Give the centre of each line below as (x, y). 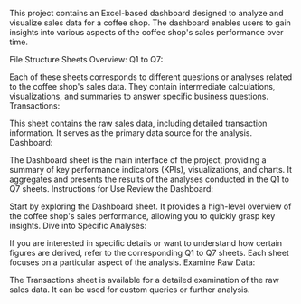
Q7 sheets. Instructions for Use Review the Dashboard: (112, 189)
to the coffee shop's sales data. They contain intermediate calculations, (142, 86)
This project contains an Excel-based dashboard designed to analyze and (146, 13)
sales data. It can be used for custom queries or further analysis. (130, 290)
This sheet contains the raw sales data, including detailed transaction (138, 123)
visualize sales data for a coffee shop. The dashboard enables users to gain (150, 23)
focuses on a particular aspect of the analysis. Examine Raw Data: (132, 262)
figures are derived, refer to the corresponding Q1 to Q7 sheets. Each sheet (149, 253)
